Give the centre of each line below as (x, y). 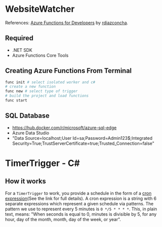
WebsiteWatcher (40, 9)
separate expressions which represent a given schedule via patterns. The (79, 203)
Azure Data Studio (31, 133)
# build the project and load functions (47, 96)
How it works (26, 181)
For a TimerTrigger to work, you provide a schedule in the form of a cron (78, 193)
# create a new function (30, 87)
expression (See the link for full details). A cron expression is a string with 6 (81, 198)
